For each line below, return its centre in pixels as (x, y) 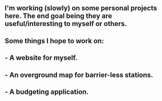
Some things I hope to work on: (54, 41)
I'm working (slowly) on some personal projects (81, 8)
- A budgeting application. (47, 92)
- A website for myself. (41, 58)
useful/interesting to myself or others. (66, 24)
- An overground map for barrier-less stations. (79, 75)
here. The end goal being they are (59, 16)
